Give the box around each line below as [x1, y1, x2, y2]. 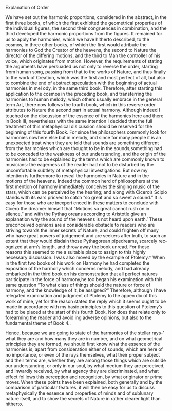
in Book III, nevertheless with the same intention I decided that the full [5, 118, 152, 124]
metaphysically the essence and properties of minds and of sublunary [5, 390, 154, 396]
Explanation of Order [5, 5, 49, 10]
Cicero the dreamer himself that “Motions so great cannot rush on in [5, 206, 150, 211]
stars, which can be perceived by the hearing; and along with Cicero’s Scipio [5, 189, 167, 195]
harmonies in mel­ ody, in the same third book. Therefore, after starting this [5, 85, 163, 91]
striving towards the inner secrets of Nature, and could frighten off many [5, 227, 159, 233]
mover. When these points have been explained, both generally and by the [5, 379, 163, 385]
